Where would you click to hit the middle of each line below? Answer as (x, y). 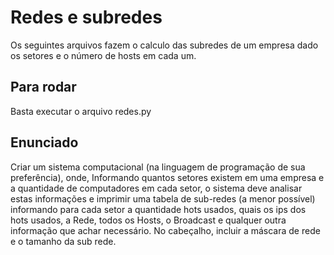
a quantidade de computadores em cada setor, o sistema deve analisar (156, 188)
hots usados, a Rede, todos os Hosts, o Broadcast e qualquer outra (148, 220)
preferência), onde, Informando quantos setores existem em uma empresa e (167, 177)
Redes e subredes (86, 17)
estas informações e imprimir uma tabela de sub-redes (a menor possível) (163, 198)
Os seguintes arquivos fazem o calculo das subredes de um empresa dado (164, 45)
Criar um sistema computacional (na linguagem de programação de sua (158, 167)
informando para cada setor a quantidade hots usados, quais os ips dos (158, 209)
